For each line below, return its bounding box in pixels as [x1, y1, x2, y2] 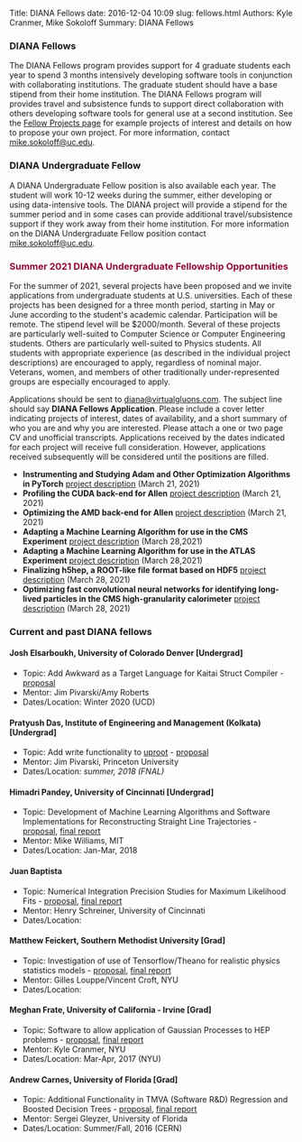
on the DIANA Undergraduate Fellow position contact [9, 227, 206, 238]
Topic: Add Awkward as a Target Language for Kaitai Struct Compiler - [22, 668, 284, 679]
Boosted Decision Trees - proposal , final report [22, 1104, 197, 1115]
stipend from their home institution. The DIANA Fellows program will [9, 89, 262, 100]
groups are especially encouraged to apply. [9, 376, 171, 387]
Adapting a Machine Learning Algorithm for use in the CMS [22, 526, 249, 537]
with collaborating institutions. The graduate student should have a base [9, 79, 278, 90]
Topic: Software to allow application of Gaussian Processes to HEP [22, 1025, 270, 1036]
